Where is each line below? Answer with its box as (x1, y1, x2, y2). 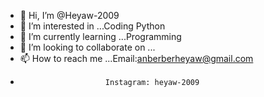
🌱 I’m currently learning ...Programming (19, 31, 182, 42)
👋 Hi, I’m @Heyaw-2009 (19, 10, 120, 21)
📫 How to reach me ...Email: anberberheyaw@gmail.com (19, 53, 254, 64)
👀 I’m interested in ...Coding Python (19, 20, 166, 32)
